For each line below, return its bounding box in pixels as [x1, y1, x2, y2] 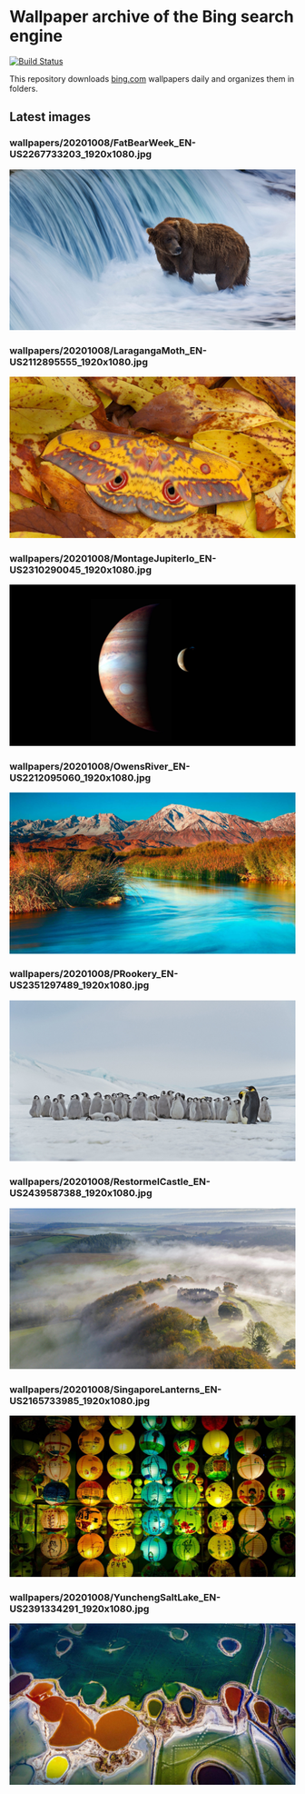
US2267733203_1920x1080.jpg [9, 148, 152, 161]
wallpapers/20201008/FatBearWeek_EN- [9, 136, 197, 149]
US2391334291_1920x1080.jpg [9, 1602, 150, 1615]
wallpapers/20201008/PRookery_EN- [9, 968, 179, 981]
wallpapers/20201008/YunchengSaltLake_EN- [9, 1590, 221, 1603]
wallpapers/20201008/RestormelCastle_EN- [9, 1175, 211, 1188]
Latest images [9, 109, 92, 125]
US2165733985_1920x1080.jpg [9, 1395, 151, 1408]
